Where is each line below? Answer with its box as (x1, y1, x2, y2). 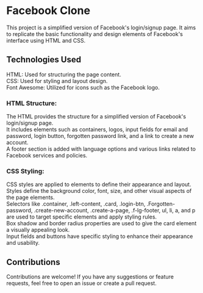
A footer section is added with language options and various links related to (6, 145, 196, 153)
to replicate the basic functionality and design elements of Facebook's (6, 30, 183, 37)
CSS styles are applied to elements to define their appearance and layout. (6, 181, 191, 188)
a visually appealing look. (6, 226, 70, 234)
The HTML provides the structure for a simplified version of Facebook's (6, 113, 187, 120)
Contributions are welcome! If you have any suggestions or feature (6, 273, 174, 281)
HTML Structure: (6, 99, 57, 107)
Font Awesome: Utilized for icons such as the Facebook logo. (6, 84, 160, 91)
